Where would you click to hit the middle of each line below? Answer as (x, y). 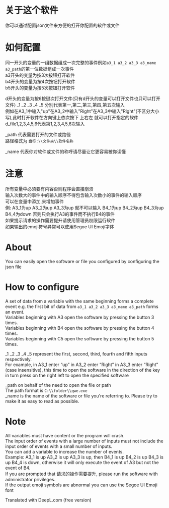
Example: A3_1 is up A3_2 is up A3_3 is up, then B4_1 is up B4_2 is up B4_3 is (84, 457)
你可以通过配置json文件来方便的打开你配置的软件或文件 (62, 25)
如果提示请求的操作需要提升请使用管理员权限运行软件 (60, 220)
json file (13, 267)
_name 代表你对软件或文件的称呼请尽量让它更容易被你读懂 (66, 151)
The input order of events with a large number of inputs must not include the (84, 441)
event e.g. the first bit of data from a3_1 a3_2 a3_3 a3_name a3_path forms (82, 307)
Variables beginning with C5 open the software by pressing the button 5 (80, 338)
